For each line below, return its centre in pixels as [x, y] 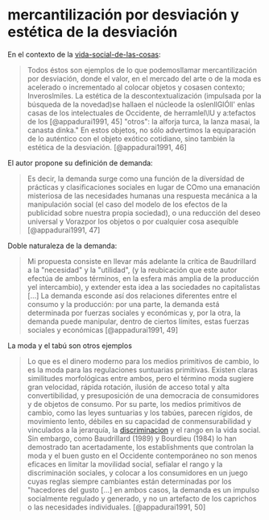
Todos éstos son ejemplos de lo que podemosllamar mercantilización [142, 69]
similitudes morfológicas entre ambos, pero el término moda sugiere [141, 378]
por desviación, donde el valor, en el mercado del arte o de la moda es [144, 78]
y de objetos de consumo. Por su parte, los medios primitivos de [134, 404]
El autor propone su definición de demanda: [81, 162]
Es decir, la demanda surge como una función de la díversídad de [136, 178]
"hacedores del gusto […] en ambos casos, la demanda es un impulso [143, 489]
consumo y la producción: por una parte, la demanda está [123, 304]
